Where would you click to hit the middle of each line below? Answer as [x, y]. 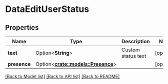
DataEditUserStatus [47, 9]
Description [136, 42]
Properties [22, 28]
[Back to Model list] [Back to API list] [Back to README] [62, 76]
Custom [131, 50]
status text [134, 56]
